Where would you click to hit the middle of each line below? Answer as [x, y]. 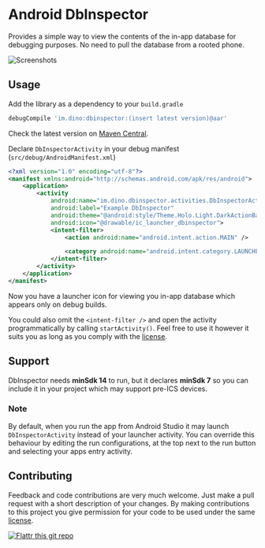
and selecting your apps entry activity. [70, 451]
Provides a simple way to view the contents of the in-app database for [122, 36]
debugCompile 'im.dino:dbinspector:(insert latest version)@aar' [118, 118]
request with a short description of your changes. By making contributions [129, 503]
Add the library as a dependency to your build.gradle [96, 103]
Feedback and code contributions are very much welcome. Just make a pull [131, 495]
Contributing [40, 476]
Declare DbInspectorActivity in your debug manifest [94, 148]
